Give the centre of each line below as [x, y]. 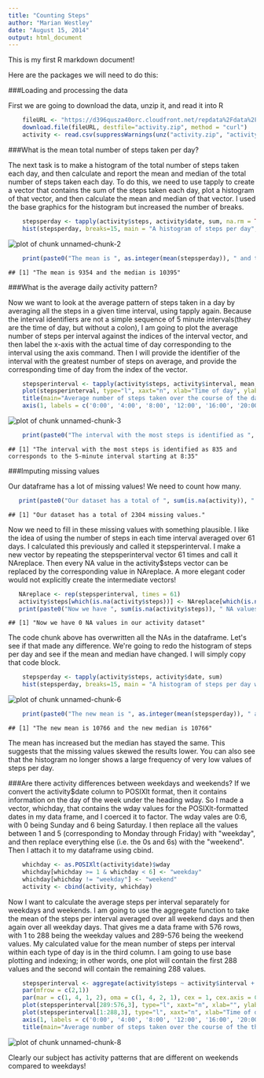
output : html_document [45, 37]
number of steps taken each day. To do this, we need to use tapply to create [132, 181]
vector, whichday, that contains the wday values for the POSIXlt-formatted [128, 808]
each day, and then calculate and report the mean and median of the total [127, 173]
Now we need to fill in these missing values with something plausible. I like [128, 530]
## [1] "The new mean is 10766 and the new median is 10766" [110, 728]
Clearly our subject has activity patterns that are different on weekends [123, 1058]
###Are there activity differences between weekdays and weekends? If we [129, 783]
